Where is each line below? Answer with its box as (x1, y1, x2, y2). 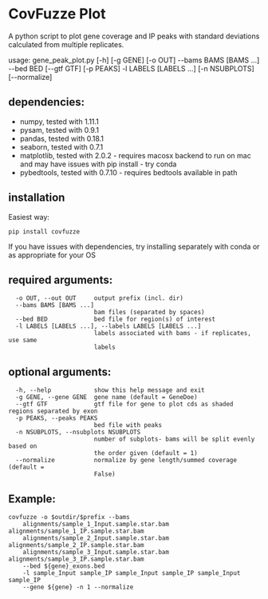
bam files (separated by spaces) (93, 309, 205, 317)
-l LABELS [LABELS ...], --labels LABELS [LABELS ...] (15, 322, 202, 330)
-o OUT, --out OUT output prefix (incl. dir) (15, 294, 183, 302)
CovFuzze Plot (8, 5, 106, 23)
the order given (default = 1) (93, 449, 198, 457)
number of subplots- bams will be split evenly (93, 435, 255, 444)
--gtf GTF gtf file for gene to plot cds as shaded (15, 401, 234, 409)
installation (8, 191, 65, 205)
